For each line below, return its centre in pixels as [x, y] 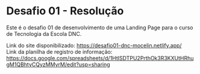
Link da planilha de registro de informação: [59, 51]
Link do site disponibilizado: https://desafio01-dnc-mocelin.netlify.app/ [94, 45]
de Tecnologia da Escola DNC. [44, 33]
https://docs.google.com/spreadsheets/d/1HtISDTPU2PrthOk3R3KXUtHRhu [100, 58]
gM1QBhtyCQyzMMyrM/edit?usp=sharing [58, 64]
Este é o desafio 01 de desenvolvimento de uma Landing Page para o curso [100, 27]
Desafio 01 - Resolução [65, 11]
